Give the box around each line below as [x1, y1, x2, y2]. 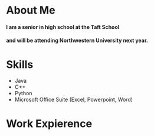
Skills [6, 57, 34, 71]
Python [14, 90, 32, 97]
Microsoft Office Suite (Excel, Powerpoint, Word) [14, 96, 133, 103]
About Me [6, 4, 55, 17]
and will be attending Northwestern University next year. [6, 37, 149, 44]
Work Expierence [6, 116, 93, 130]
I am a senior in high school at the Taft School [6, 23, 120, 30]
